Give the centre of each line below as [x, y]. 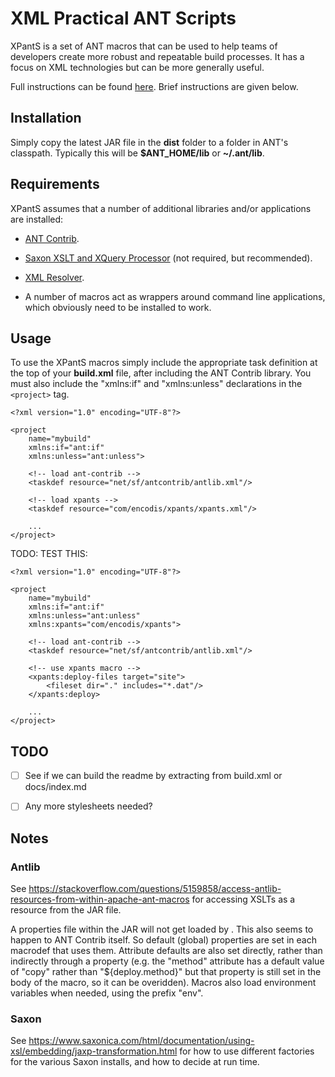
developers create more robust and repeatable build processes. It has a [157, 56]
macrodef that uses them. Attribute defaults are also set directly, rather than [166, 950]
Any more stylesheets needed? [88, 806]
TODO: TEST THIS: [49, 554]
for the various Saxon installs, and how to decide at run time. [135, 1062]
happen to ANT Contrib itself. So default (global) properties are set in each [163, 940]
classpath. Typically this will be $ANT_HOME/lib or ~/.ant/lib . [137, 153]
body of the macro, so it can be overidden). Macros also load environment [163, 982]
